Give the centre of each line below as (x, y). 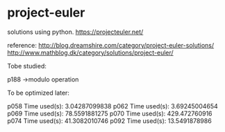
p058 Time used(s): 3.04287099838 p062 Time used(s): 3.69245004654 (113, 106)
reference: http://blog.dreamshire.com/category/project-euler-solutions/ (111, 45)
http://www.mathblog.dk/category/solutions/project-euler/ (90, 53)
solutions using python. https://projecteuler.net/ (75, 32)
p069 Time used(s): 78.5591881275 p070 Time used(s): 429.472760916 (110, 113)
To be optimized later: (38, 93)
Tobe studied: (27, 66)
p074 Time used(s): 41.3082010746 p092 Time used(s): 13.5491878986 (109, 121)
